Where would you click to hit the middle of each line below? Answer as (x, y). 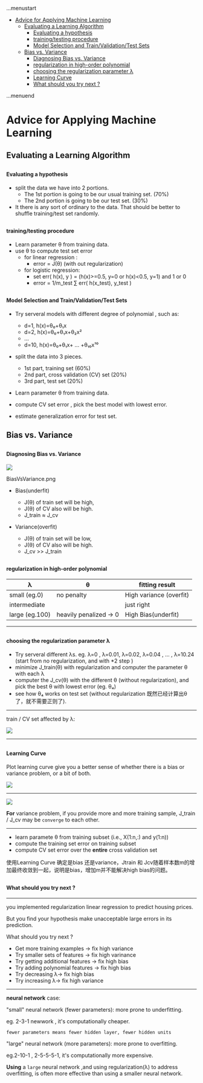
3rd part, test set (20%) (53, 381)
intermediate (27, 605)
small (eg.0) (26, 595)
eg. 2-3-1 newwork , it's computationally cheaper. (68, 1021)
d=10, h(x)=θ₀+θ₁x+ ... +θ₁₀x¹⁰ (61, 345)
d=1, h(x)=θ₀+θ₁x (45, 326)
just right (137, 605)
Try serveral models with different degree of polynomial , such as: (97, 313)
